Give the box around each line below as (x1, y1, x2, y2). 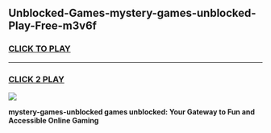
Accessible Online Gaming (8, 115, 99, 125)
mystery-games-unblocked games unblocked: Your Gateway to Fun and (8, 106, 256, 116)
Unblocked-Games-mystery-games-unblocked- (8, 6, 256, 20)
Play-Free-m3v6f (8, 19, 97, 33)
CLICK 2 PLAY (8, 73, 65, 85)
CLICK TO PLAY (8, 44, 71, 55)
